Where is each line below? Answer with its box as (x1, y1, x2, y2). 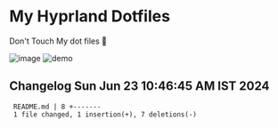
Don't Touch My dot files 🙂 (9, 36, 107, 46)
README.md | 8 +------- (12, 102, 102, 111)
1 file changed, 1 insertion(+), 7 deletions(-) (12, 109, 198, 119)
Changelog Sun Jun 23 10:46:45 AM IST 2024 (9, 78, 270, 94)
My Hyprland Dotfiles (9, 6, 171, 27)
